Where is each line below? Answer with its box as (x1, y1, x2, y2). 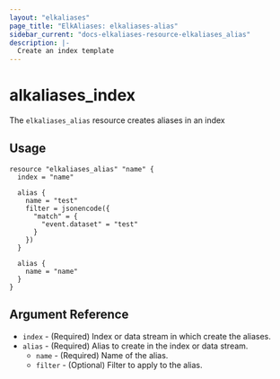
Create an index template (17, 47, 115, 56)
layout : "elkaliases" (9, 13, 91, 22)
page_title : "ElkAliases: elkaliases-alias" (9, 22, 179, 31)
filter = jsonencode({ (25, 204, 110, 213)
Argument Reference (9, 307, 129, 322)
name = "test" (25, 196, 78, 205)
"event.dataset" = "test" (41, 219, 139, 229)
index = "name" (17, 172, 74, 181)
